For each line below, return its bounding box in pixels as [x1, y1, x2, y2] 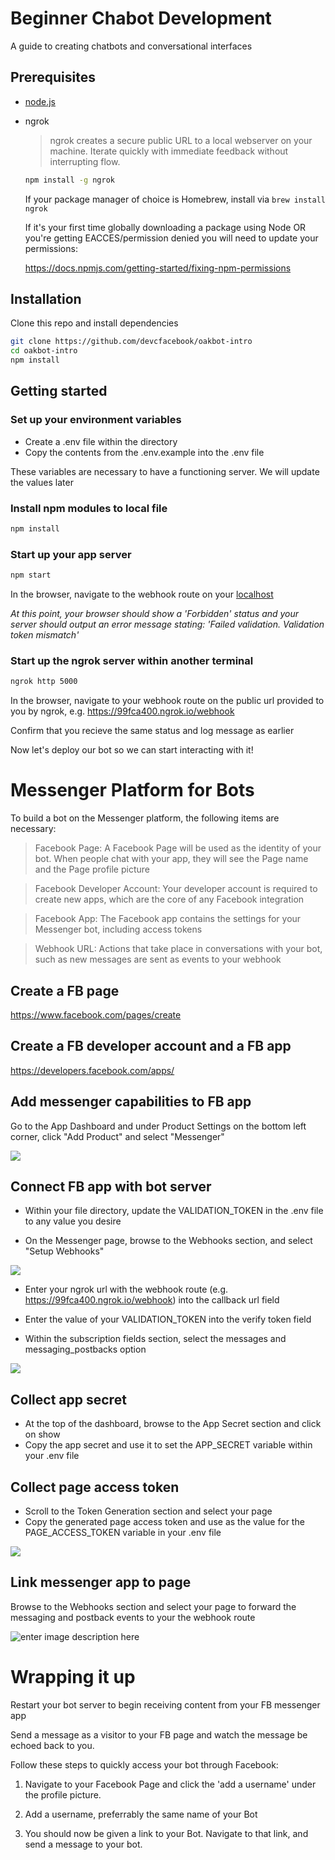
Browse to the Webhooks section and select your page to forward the [10, 1600, 297, 1612]
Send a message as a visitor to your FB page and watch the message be [10, 1728, 308, 1741]
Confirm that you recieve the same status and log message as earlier [10, 725, 295, 737]
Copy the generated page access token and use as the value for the [24, 1516, 305, 1528]
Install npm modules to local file [10, 501, 168, 515]
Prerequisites [10, 69, 96, 86]
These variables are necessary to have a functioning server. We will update [10, 465, 320, 477]
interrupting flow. [49, 155, 121, 167]
